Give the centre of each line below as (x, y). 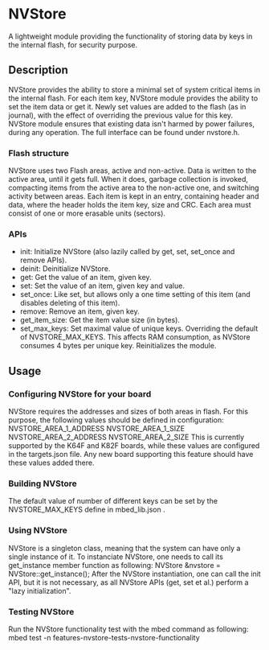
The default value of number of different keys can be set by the (113, 501)
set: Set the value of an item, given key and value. (102, 286)
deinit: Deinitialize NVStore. (65, 269)
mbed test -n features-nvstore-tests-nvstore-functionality (104, 637)
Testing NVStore (41, 611)
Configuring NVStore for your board (80, 393)
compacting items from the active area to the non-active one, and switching (134, 188)
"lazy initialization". (40, 590)
